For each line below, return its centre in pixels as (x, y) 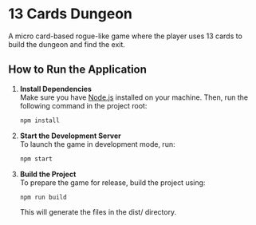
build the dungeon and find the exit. (67, 44)
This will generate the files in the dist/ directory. (98, 212)
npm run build (43, 197)
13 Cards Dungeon (71, 14)
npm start (36, 159)
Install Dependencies (55, 89)
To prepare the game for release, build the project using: (112, 182)
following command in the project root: (83, 105)
